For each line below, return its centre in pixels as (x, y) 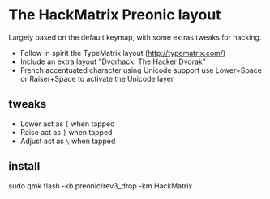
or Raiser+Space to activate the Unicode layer (97, 78)
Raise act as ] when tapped (66, 132)
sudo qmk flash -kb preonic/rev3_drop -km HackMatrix (101, 186)
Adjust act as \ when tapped (68, 141)
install (24, 166)
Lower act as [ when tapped (67, 124)
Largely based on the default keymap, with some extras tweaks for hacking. (135, 37)
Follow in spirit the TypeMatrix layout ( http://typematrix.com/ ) (123, 53)
